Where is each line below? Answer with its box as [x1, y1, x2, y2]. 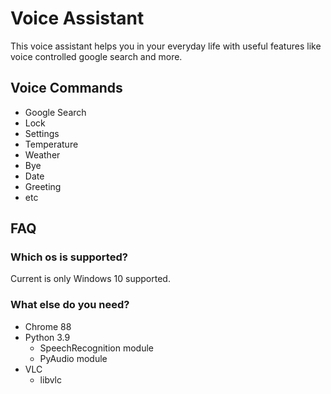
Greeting [24, 180, 62, 192]
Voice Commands [10, 80, 123, 97]
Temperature [24, 138, 79, 150]
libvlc [39, 373, 62, 386]
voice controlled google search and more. [10, 50, 183, 62]
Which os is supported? [10, 250, 128, 264]
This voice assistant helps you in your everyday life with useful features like [10, 40, 322, 52]
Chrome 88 [24, 320, 72, 332]
